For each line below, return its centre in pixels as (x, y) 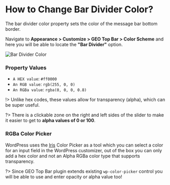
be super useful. (23, 105)
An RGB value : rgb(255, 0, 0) (44, 84)
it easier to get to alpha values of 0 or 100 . (50, 120)
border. (13, 29)
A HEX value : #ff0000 (35, 79)
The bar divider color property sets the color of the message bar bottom (81, 24)
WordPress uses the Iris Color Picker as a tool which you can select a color (84, 145)
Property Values (26, 68)
